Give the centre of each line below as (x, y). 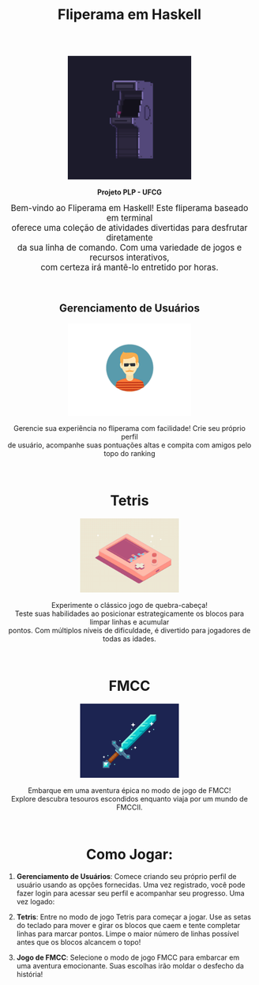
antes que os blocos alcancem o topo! (79, 942)
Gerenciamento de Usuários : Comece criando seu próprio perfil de (126, 877)
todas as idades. (129, 639)
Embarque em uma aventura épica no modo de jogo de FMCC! (129, 791)
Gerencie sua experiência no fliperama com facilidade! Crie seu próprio (129, 428)
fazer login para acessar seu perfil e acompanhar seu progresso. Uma (130, 893)
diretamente (129, 237)
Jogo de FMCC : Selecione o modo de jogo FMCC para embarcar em (128, 957)
